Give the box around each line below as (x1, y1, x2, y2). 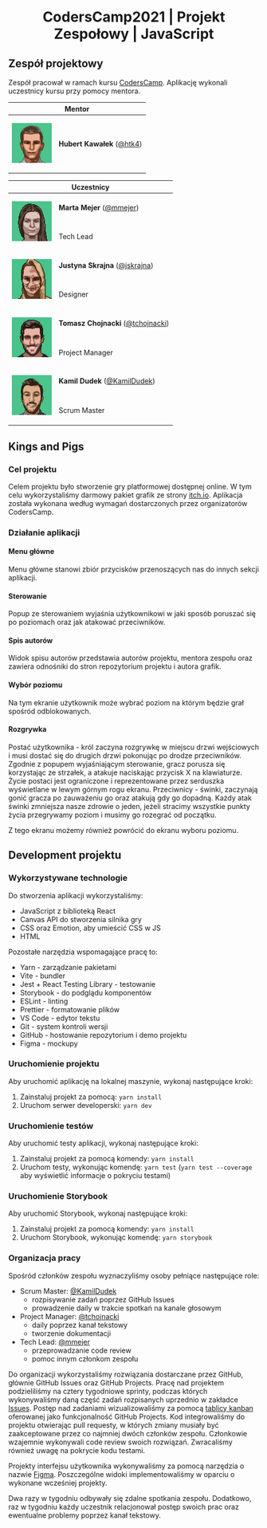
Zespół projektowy (8, 57, 104, 70)
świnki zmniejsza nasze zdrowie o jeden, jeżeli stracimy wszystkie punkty (8, 801, 251, 811)
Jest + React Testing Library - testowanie (19, 979, 156, 988)
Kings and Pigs (8, 439, 84, 454)
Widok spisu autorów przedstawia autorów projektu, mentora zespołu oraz (8, 654, 253, 663)
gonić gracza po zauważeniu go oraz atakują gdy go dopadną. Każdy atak (8, 793, 253, 803)
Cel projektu (8, 463, 57, 474)
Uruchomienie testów (8, 1120, 94, 1131)
